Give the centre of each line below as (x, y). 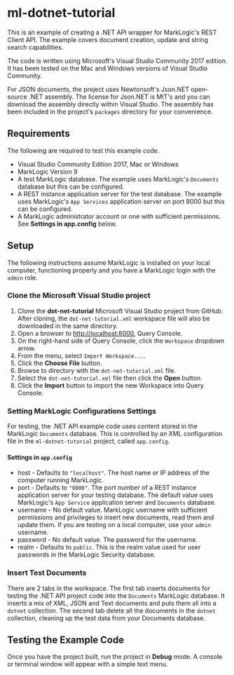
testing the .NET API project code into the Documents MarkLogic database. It (116, 595)
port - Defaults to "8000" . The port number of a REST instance (107, 488)
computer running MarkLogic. (60, 480)
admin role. (22, 278)
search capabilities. (35, 47)
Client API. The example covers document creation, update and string (108, 39)
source (18, 97)
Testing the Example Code (66, 640)
